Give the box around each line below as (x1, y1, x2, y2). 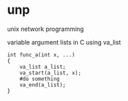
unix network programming (7, 25, 84, 33)
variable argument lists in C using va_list (7, 38, 122, 46)
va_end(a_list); (19, 81, 67, 88)
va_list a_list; (19, 63, 67, 70)
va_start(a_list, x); (19, 69, 81, 76)
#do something (19, 75, 60, 82)
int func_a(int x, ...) (7, 51, 76, 58)
